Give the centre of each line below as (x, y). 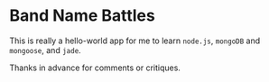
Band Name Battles (82, 16)
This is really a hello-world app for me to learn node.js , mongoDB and (135, 41)
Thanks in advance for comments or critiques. (95, 68)
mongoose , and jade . (45, 50)
